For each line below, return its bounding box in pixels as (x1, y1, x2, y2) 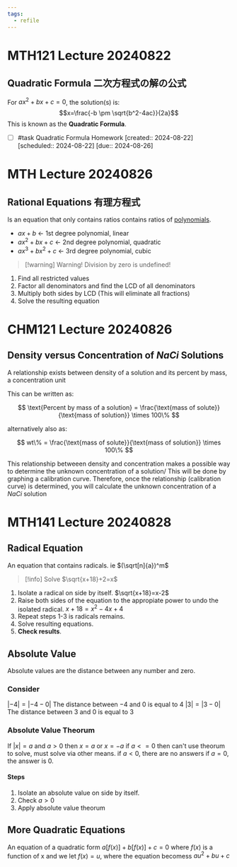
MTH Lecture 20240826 (7, 166, 154, 183)
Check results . (17, 627, 62, 636)
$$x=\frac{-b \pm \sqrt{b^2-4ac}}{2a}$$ (59, 109, 179, 117)
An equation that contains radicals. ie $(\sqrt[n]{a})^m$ (7, 561, 169, 570)
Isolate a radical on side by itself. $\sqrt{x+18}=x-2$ (17, 588, 170, 597)
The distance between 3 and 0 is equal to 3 (7, 708, 134, 716)
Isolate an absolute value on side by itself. (17, 788, 140, 797)
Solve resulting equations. (17, 620, 94, 628)
